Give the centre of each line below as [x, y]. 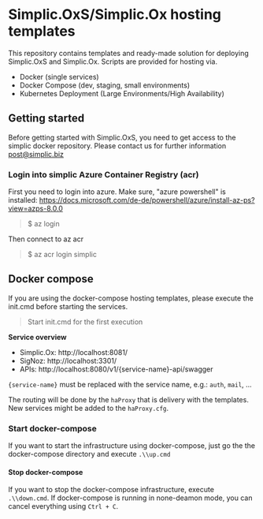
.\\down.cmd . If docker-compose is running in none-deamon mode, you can [130, 498]
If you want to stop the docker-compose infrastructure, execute [111, 490]
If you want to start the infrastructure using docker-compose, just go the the [132, 446]
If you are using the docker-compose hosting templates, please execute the [131, 298]
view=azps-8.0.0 [35, 209]
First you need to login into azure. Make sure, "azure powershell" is [117, 192]
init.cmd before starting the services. [68, 306]
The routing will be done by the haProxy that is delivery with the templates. [129, 399]
